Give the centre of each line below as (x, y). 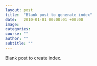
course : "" (17, 34)
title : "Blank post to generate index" (49, 15)
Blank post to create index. (33, 58)
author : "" (17, 39)
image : (12, 24)
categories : (18, 29)
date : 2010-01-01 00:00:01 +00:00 (44, 19)
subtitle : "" (19, 43)
